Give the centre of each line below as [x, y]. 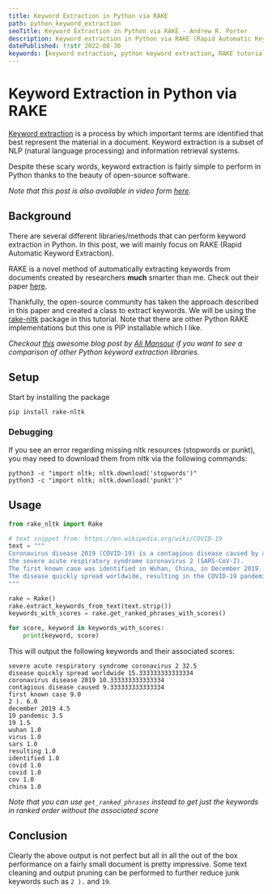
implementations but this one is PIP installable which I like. [105, 327]
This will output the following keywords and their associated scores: [121, 651]
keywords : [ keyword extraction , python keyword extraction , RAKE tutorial [137, 54]
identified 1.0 [34, 759]
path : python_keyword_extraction [65, 24]
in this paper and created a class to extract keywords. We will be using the [132, 310]
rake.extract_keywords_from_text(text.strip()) [90, 606]
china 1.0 [25, 787]
